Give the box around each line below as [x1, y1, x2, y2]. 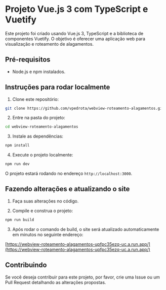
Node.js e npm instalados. [12, 69, 66, 74]
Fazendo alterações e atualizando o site [5, 185, 130, 193]
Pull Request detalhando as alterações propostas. [5, 279, 106, 285]
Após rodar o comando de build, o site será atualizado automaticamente [12, 226, 160, 232]
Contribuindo [5, 261, 47, 269]
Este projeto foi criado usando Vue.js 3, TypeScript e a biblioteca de [5, 30, 144, 36]
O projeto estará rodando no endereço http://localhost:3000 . [5, 170, 132, 177]
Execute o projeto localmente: [12, 152, 73, 158]
